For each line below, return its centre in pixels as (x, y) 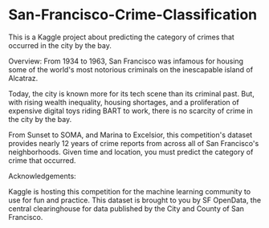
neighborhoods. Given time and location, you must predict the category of (131, 152)
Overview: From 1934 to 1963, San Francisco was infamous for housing (126, 61)
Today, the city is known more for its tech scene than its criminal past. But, (131, 93)
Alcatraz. (23, 78)
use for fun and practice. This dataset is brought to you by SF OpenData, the (135, 200)
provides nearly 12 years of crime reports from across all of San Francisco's (134, 143)
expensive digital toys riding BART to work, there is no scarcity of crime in (130, 111)
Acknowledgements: (42, 176)
